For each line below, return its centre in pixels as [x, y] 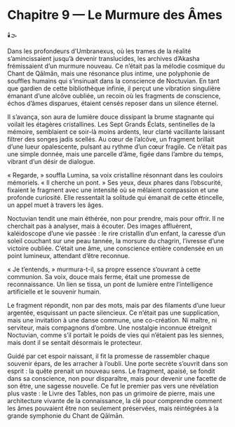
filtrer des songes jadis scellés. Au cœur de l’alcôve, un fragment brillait [111, 139]
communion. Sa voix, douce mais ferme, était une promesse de [99, 276]
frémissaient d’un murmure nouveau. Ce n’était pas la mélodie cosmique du [116, 66]
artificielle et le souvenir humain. [54, 292]
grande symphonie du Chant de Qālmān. [66, 415]
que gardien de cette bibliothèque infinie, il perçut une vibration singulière [114, 88]
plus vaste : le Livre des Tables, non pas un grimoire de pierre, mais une [111, 393]
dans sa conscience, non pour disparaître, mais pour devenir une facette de [117, 378]
